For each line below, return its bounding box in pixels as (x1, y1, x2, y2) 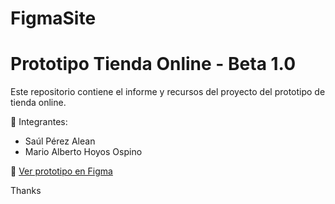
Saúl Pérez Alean (24, 135, 96, 147)
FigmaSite (10, 7, 97, 30)
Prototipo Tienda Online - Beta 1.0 (10, 53, 297, 76)
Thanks (10, 185, 42, 197)
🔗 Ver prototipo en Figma (10, 165, 113, 177)
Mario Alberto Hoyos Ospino (24, 146, 143, 158)
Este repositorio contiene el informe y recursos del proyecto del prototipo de (10, 86, 326, 98)
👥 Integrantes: (10, 116, 68, 128)
